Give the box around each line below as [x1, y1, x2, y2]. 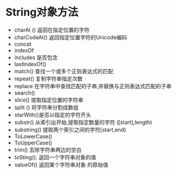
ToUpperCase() [14, 139, 52, 146]
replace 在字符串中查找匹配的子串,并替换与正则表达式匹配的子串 [14, 82, 172, 89]
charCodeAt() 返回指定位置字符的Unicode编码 [14, 33, 128, 41]
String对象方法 [5, 5, 79, 19]
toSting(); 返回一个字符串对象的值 [14, 153, 97, 161]
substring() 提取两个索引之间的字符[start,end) [14, 126, 126, 133]
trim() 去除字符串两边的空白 [14, 146, 82, 153]
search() [14, 89, 35, 96]
